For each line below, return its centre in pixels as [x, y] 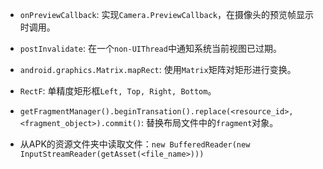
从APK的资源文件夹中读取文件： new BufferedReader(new [135, 144]
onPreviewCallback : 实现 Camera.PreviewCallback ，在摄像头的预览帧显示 [166, 14]
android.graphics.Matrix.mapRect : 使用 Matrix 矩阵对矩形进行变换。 [158, 69]
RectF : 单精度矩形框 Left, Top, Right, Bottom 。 [118, 91]
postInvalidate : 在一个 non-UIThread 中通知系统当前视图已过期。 [150, 48]
